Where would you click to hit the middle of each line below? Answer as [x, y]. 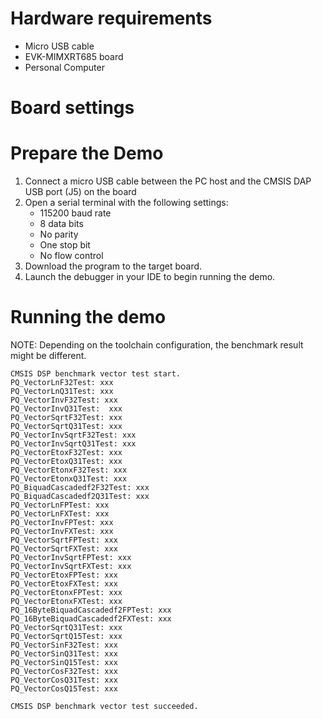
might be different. [48, 355]
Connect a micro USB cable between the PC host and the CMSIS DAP [168, 181]
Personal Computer [64, 67]
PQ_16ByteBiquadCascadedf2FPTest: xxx [91, 610]
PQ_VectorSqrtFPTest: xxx [64, 540]
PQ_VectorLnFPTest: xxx [60, 505]
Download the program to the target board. [113, 266]
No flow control [71, 256]
